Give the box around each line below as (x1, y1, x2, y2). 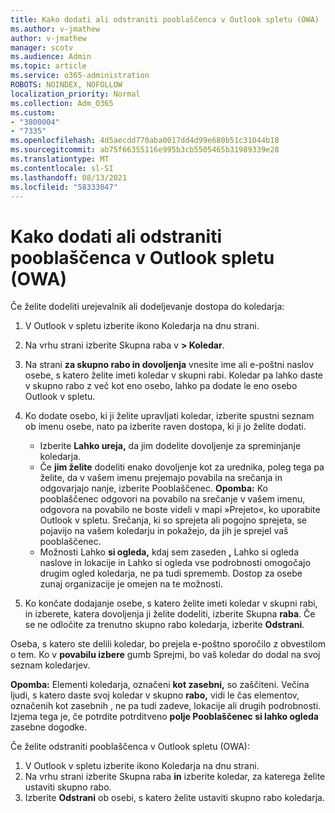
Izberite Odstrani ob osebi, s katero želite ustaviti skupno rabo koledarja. (24, 792, 325, 804)
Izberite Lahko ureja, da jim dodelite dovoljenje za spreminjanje (39, 440, 302, 452)
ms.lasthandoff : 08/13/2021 (10, 172, 128, 183)
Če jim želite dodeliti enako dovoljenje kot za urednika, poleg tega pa (39, 461, 325, 473)
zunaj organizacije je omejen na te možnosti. (39, 578, 224, 590)
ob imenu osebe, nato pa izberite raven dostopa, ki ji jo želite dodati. (24, 421, 307, 433)
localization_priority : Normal (10, 89, 141, 99)
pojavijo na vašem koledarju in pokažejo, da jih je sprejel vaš (39, 525, 289, 537)
